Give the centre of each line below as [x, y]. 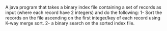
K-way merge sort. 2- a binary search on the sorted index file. [70, 23]
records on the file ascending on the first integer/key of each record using [83, 18]
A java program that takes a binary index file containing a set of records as [83, 7]
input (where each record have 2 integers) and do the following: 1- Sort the [84, 12]
